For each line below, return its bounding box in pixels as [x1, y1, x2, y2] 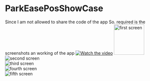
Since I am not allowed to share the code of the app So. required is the [5, 19, 146, 25]
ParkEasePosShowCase [5, 3, 104, 14]
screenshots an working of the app [5, 50, 75, 56]
